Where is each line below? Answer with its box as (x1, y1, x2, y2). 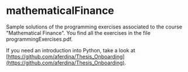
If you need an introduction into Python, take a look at (6, 46, 136, 53)
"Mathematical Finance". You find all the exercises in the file (6, 29, 151, 36)
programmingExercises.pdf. (6, 35, 73, 42)
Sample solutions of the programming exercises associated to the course (6, 23, 183, 30)
